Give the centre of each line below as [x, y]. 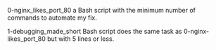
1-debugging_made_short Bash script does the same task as [95, 31]
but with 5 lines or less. [81, 39]
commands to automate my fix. [52, 18]
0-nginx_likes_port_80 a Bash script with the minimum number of [101, 10]
